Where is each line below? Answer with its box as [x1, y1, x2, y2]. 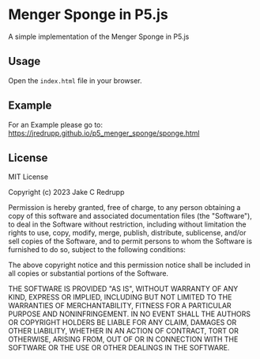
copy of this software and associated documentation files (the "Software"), [8, 212, 253, 221]
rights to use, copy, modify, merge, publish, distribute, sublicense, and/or [8, 228, 247, 238]
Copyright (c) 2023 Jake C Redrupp [8, 188, 125, 197]
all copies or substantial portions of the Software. [8, 269, 168, 278]
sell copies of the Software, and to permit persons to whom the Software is [8, 236, 253, 246]
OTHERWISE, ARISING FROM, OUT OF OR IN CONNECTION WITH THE [8, 334, 239, 344]
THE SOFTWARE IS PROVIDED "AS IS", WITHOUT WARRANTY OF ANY [8, 284, 239, 294]
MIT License [8, 172, 49, 181]
